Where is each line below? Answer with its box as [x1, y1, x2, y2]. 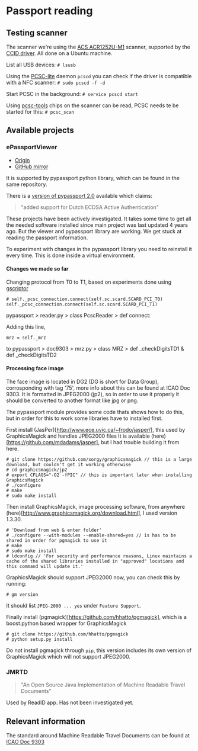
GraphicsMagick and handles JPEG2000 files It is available [6, 432, 150, 439]
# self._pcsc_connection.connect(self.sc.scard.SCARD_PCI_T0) [6, 296, 163, 302]
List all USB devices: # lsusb [6, 61, 76, 68]
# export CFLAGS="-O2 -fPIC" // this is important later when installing [6, 472, 193, 478]
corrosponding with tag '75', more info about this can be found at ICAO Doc [6, 384, 190, 391]
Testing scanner [6, 28, 68, 38]
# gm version [6, 592, 39, 598]
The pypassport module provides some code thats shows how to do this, [6, 409, 184, 416]
